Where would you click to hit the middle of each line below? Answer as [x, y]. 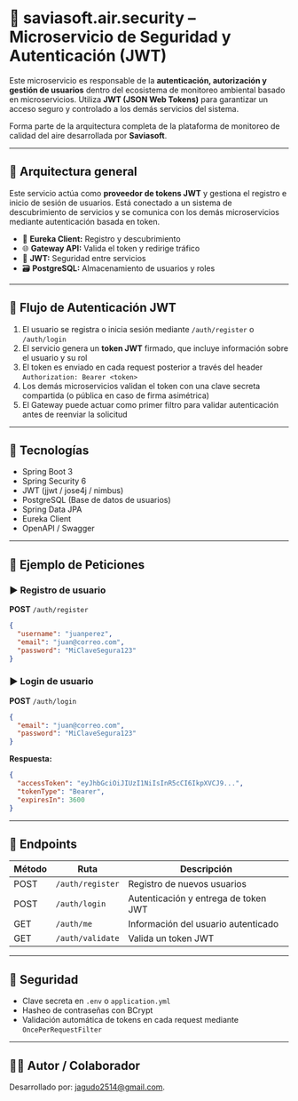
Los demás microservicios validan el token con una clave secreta [141, 386]
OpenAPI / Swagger [58, 529]
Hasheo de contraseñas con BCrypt [87, 1010]
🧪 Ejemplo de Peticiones [77, 565]
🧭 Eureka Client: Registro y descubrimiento [101, 238]
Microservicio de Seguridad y [120, 37]
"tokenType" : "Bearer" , [61, 791]
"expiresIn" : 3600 [51, 800]
